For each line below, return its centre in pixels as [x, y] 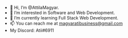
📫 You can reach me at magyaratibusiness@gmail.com [66, 23]
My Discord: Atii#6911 [32, 30]
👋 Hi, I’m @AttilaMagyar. [34, 8]
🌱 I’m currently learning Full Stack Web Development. [64, 18]
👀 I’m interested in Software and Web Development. [62, 13]
